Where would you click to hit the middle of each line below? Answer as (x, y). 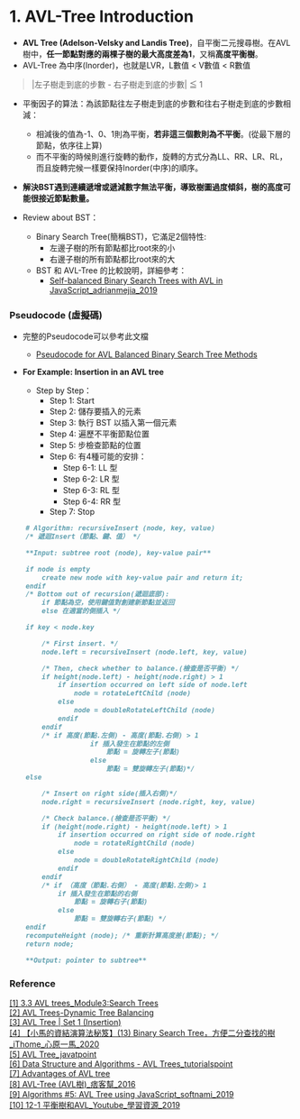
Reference (32, 983)
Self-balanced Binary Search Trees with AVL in (136, 280)
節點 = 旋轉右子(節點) (111, 902)
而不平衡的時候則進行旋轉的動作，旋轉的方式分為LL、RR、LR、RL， (162, 156)
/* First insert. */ (80, 643)
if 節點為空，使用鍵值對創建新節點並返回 (108, 603)
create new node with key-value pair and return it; (143, 578)
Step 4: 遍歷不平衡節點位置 (100, 434)
